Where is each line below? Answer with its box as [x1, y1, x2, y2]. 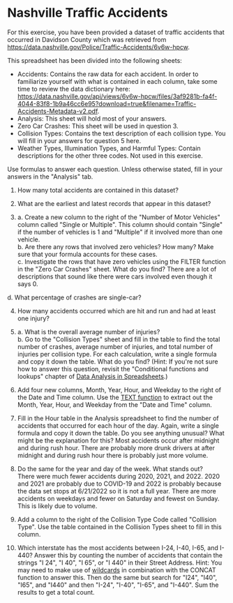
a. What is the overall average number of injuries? [17, 327, 160, 336]
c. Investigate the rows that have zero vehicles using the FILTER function [17, 257, 227, 266]
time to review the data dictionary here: [17, 84, 130, 93]
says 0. [17, 279, 38, 288]
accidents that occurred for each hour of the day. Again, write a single [17, 421, 220, 430]
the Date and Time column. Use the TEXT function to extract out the [17, 393, 213, 401]
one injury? [17, 314, 50, 322]
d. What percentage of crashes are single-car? [7, 293, 142, 301]
